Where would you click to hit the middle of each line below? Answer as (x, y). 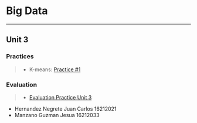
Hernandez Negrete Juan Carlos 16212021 (65, 109)
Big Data (27, 11)
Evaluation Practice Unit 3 (60, 97)
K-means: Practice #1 (55, 69)
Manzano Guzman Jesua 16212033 (57, 115)
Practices (20, 56)
